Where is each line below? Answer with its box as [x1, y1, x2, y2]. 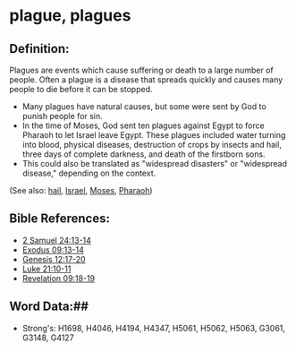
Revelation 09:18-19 [21, 272, 96, 283]
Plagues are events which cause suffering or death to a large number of [9, 64, 275, 75]
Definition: [9, 41, 70, 56]
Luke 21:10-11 [21, 263, 72, 274]
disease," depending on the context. [21, 167, 156, 178]
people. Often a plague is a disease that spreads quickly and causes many [9, 74, 283, 85]
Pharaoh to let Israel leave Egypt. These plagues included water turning [21, 130, 286, 140]
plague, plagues [9, 5, 131, 26]
